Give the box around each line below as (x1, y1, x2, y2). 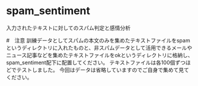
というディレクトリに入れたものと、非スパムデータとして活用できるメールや (6, 44, 193, 51)
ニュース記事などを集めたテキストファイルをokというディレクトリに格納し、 (6, 51, 193, 58)
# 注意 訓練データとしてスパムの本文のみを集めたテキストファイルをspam (6, 37, 191, 44)
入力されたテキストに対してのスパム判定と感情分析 (6, 24, 131, 31)
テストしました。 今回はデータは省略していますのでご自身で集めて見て (16, 66, 190, 73)
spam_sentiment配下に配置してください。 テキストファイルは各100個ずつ (6, 59, 186, 66)
